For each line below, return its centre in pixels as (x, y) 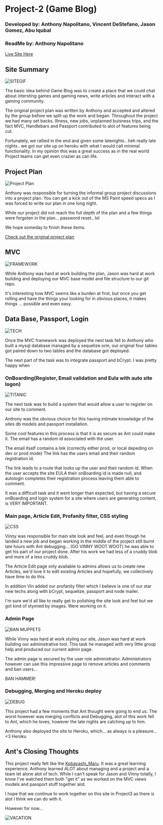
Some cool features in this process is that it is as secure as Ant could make (80, 433)
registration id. (19, 458)
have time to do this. (26, 577)
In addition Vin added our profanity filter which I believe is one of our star (78, 586)
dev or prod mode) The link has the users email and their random (70, 453)
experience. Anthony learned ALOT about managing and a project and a (77, 768)
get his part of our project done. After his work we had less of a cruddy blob (81, 552)
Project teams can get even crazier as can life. (52, 156)
